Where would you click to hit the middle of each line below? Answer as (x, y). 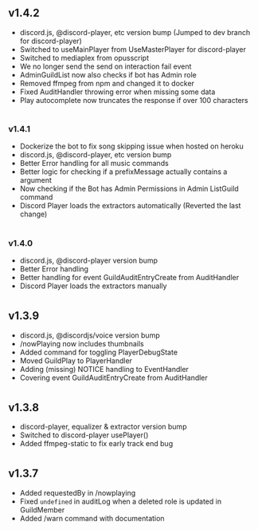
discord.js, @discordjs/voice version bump (90, 335)
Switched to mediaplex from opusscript (84, 57)
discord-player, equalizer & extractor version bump (103, 427)
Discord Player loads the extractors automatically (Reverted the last (130, 206)
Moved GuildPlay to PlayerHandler (76, 360)
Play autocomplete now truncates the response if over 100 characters (134, 100)
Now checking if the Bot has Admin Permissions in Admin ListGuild (129, 189)
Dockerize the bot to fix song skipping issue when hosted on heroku (132, 146)
